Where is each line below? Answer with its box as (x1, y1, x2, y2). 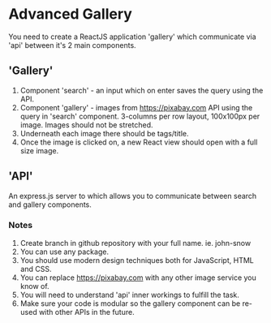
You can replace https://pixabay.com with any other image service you (19, 273, 257, 282)
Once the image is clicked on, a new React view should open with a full (19, 137, 258, 147)
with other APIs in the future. (39, 307, 135, 317)
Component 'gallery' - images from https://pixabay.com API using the (19, 102, 253, 112)
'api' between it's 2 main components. (8, 40, 136, 50)
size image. (19, 145, 59, 155)
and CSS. (19, 264, 52, 273)
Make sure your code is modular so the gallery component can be (19, 298, 241, 308)
